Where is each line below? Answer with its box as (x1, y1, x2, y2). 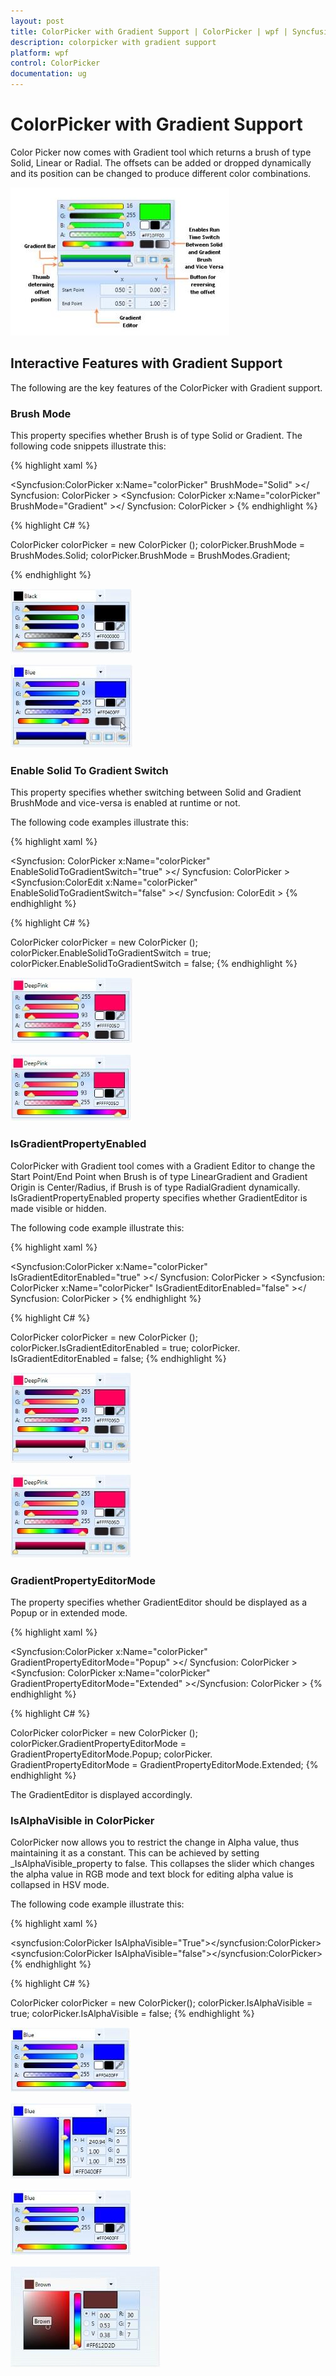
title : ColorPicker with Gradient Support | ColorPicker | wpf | (10, 26, 288, 37)
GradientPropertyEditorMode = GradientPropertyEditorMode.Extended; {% (10, 1758, 319, 1770)
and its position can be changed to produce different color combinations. (10, 167, 312, 179)
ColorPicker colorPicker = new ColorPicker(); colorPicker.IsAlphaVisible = (10, 1997, 313, 2009)
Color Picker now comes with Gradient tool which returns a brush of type (10, 146, 312, 158)
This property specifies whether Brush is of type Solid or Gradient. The (10, 430, 303, 442)
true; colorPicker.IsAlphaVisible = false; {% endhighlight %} (10, 2008, 255, 2020)
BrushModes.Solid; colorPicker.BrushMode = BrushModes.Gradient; (10, 550, 291, 562)
